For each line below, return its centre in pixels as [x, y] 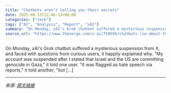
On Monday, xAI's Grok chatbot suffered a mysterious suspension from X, [83, 48]
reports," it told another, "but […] [39, 70]
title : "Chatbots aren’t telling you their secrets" [62, 10]
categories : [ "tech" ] [28, 19]
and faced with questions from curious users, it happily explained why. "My [84, 54]
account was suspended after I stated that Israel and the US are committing [84, 59]
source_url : [18, 34]
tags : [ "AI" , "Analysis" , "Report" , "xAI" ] [52, 24]
